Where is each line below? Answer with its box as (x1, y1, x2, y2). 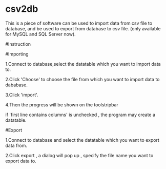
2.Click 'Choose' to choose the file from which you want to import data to (5, 76, 160, 82)
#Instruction (5, 41, 31, 47)
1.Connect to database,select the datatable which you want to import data (5, 61, 161, 67)
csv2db (5, 3, 38, 15)
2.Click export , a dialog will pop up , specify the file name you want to (5, 152, 154, 158)
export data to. (5, 158, 37, 164)
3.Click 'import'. (5, 91, 38, 98)
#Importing (5, 51, 29, 57)
